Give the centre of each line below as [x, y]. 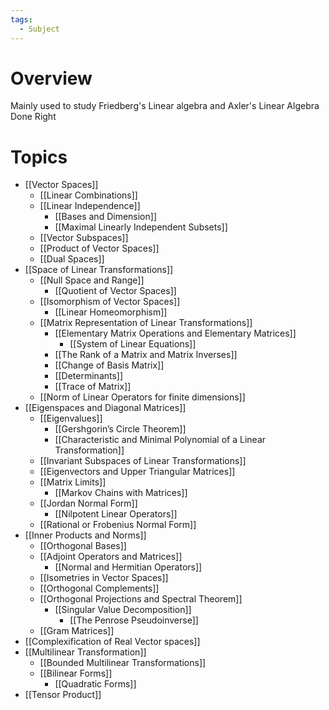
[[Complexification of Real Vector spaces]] [112, 642]
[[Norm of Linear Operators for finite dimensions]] [142, 397]
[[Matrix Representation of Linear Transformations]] [146, 323]
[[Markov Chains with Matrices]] [121, 493]
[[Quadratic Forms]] [95, 684]
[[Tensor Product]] [63, 695]
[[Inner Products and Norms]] [85, 535]
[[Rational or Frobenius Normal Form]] [118, 525]
